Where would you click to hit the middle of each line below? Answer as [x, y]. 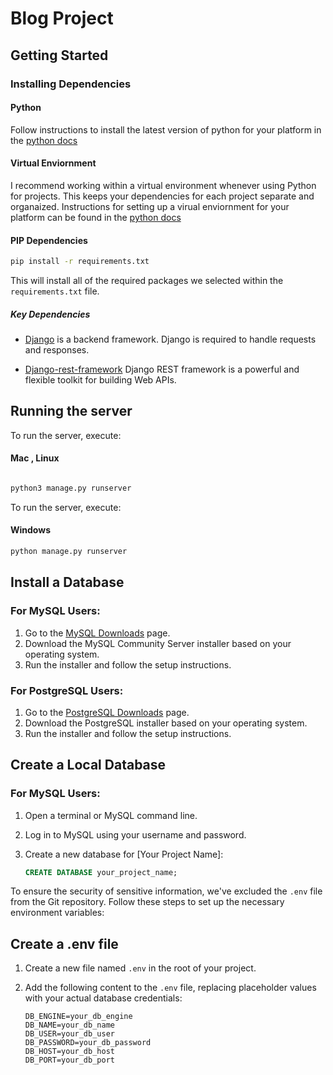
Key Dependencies [50, 314]
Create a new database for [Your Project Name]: [124, 854]
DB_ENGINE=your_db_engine [78, 1017]
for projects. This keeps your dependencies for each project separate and [162, 196]
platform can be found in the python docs [96, 217]
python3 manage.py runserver [71, 488]
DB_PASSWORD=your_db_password [88, 1043]
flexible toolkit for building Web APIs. [100, 379]
